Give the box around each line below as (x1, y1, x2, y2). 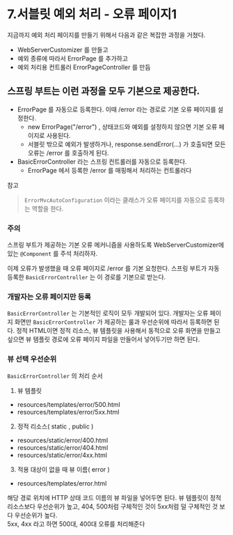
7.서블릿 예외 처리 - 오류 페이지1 (7, 6, 177, 22)
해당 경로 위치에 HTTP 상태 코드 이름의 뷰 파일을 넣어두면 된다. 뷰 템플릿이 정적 (7, 493, 221, 502)
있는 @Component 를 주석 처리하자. (7, 249, 98, 258)
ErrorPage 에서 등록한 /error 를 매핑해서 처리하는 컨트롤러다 (27, 166, 192, 174)
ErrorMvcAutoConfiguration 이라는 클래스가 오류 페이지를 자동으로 (24, 196, 207, 204)
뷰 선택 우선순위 (7, 355, 57, 364)
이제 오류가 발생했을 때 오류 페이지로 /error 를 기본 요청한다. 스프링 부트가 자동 (7, 264, 220, 272)
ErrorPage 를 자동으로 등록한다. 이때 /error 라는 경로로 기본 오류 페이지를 (17, 105, 217, 114)
